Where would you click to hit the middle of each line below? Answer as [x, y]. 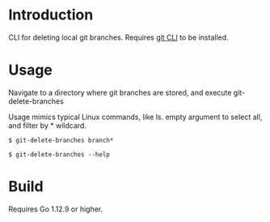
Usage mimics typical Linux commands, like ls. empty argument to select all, [135, 117]
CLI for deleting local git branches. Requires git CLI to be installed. [118, 37]
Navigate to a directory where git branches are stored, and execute [120, 92]
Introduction [51, 15]
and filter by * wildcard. [48, 125]
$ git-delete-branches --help [59, 154]
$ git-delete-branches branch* [61, 140]
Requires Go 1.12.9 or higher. [56, 209]
